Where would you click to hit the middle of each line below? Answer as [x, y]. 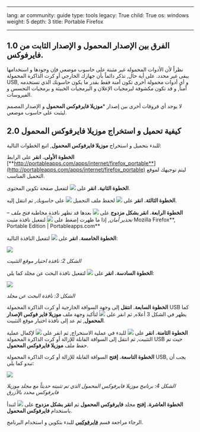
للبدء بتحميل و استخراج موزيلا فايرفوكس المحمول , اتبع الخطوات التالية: [84, 145]
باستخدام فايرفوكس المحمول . [40, 411]
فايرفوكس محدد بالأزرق [33, 392]
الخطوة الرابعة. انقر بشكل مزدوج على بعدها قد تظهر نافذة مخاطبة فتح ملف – [95, 212]
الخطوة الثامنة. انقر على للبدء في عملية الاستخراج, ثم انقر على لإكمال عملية [97, 332]
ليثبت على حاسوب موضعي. [37, 112]
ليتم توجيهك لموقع [166, 169]
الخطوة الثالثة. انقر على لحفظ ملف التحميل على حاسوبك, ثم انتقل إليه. [92, 200]
